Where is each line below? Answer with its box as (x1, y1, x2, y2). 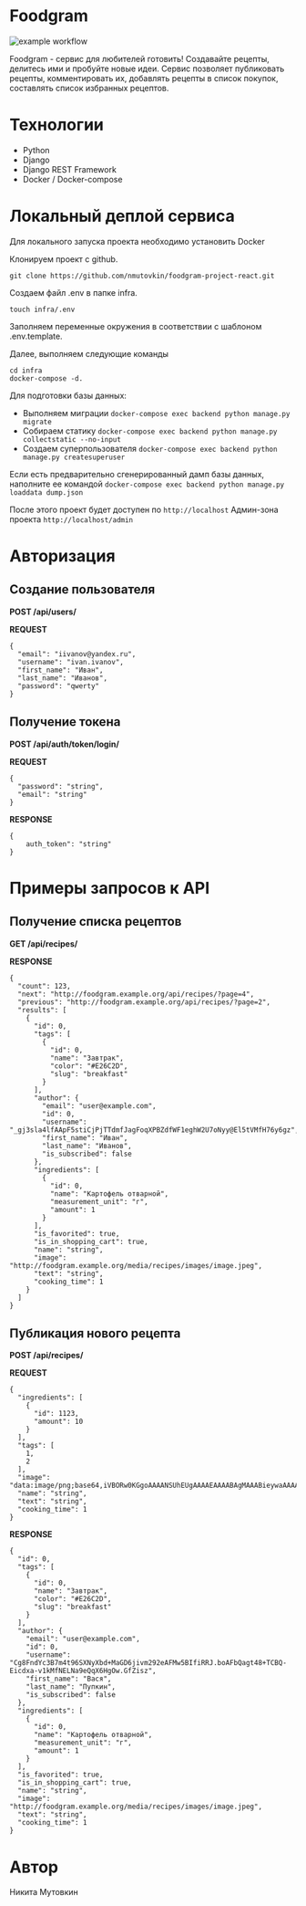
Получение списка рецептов (9, 914, 182, 929)
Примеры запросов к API (9, 877, 210, 898)
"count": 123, (17, 981, 71, 990)
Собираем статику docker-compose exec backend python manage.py (22, 425, 278, 436)
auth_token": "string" (25, 839, 112, 849)
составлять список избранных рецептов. (9, 82, 169, 93)
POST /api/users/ (9, 606, 77, 617)
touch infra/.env (9, 305, 76, 314)
